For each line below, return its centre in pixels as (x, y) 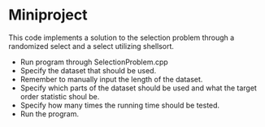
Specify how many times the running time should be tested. (120, 105)
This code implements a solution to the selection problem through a (122, 37)
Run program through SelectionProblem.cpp (94, 62)
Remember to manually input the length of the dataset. (111, 79)
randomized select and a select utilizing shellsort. (91, 46)
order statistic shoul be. (60, 96)
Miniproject (48, 15)
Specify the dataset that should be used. (88, 70)
